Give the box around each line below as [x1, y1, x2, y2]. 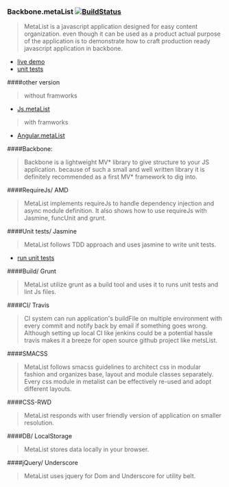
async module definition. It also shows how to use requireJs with [23, 207, 207, 215]
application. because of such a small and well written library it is [23, 166, 205, 174]
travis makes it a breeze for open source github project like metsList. [23, 337, 218, 345]
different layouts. [23, 385, 72, 393]
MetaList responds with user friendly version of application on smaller [23, 411, 221, 420]
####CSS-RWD [7, 398, 52, 407]
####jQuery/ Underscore [7, 459, 79, 467]
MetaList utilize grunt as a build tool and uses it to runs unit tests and [23, 280, 219, 288]
